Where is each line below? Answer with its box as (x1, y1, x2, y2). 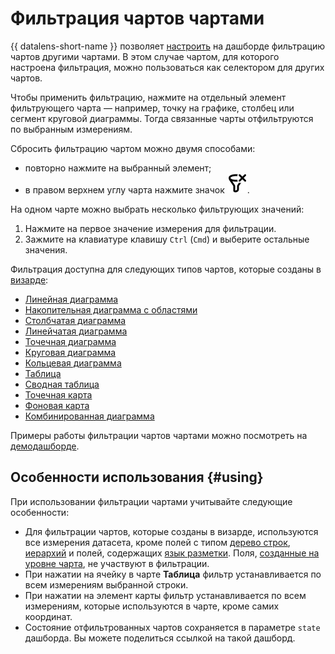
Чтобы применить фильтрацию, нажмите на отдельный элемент (10, 91, 287, 103)
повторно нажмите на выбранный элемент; (24, 162, 212, 174)
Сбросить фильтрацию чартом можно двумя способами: (10, 142, 256, 154)
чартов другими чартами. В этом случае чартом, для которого (10, 50, 280, 62)
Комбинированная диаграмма (24, 410, 155, 422)
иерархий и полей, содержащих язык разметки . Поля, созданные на (24, 547, 320, 559)
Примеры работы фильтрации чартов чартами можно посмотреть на (10, 429, 308, 441)
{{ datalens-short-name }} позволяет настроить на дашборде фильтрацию (10, 40, 326, 52)
